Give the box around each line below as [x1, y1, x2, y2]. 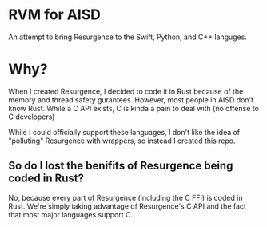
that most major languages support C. [8, 209, 133, 219]
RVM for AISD [8, 6, 102, 24]
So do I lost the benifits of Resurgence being [8, 159, 233, 173]
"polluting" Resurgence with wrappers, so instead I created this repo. [8, 136, 236, 145]
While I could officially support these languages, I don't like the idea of [8, 127, 241, 137]
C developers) [8, 112, 55, 121]
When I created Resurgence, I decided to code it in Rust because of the [8, 86, 244, 96]
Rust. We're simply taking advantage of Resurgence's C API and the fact [8, 201, 246, 211]
